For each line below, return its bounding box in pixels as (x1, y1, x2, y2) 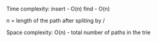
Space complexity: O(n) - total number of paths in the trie (6, 29, 151, 36)
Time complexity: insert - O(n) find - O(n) (6, 5, 110, 12)
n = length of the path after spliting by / (6, 17, 105, 24)
